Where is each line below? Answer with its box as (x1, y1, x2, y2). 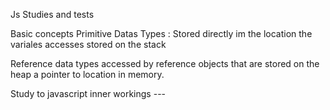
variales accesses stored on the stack (10, 39, 167, 50)
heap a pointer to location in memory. (10, 69, 165, 80)
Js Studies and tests (10, 9, 95, 20)
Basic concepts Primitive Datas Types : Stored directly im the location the (10, 28, 313, 39)
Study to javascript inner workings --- (10, 88, 167, 99)
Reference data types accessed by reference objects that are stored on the (10, 58, 320, 69)
